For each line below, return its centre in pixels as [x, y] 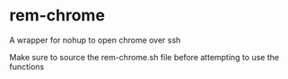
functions [27, 67]
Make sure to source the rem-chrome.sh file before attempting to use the [144, 57]
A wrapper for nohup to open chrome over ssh [95, 40]
